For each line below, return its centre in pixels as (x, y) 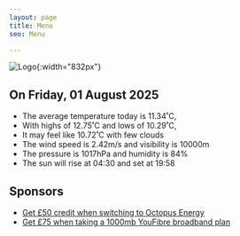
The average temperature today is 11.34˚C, (99, 116)
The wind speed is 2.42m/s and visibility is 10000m (116, 145)
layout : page (33, 17)
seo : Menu (27, 34)
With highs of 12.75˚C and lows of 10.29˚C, (99, 126)
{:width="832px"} (69, 67)
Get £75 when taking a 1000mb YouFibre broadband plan (126, 222)
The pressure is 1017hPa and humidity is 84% (105, 154)
